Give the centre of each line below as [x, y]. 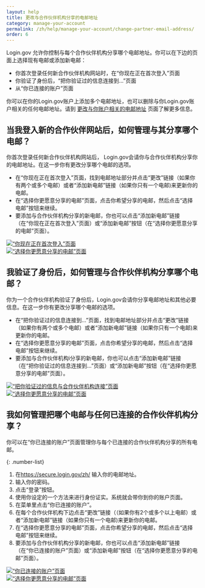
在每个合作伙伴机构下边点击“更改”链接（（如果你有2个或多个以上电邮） [103, 512]
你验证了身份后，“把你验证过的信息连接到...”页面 [76, 81]
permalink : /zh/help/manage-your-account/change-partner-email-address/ [100, 29]
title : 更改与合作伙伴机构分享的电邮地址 [52, 18]
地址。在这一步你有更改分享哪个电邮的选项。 [78, 164]
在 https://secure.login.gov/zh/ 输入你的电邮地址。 [77, 474]
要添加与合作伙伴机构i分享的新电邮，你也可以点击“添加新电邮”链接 [98, 358]
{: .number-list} [25, 462]
